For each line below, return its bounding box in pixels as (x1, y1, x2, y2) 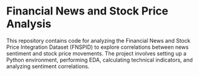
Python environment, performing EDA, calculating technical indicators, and (6, 56, 193, 63)
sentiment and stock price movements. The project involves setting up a (6, 49, 187, 57)
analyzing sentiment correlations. (6, 62, 90, 70)
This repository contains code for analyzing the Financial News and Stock (6, 37, 191, 44)
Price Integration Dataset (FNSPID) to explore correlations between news (6, 43, 189, 51)
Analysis (6, 17, 52, 31)
